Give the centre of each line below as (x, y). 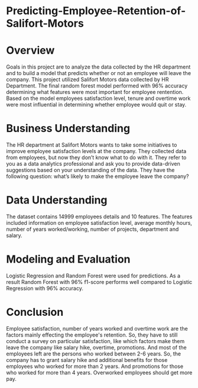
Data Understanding (57, 200)
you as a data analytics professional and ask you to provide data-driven (93, 164)
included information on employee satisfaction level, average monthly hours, (99, 223)
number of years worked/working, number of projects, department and (92, 229)
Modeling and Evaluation (68, 259)
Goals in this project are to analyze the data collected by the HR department (98, 67)
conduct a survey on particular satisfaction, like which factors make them (95, 341)
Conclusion (35, 312)
